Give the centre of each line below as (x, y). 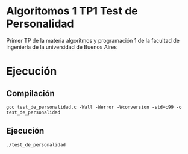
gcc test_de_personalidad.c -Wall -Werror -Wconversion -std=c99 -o (94, 107)
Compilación (31, 94)
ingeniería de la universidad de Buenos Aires (62, 47)
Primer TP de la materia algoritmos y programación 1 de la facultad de (93, 40)
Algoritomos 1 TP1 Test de (72, 11)
